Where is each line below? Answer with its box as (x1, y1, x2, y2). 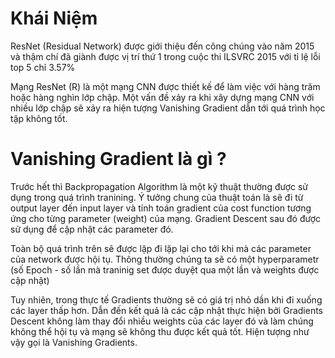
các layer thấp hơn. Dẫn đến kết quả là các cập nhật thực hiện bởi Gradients (10, 304, 323, 316)
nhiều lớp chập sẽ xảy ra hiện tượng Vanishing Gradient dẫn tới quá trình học (10, 102, 326, 114)
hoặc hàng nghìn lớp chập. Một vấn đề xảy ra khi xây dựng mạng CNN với (10, 91, 315, 103)
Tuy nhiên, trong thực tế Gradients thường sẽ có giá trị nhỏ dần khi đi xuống (10, 293, 323, 306)
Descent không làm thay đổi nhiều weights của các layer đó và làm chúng (10, 315, 314, 327)
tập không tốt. (10, 112, 68, 124)
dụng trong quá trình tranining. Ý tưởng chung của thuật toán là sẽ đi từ (10, 191, 304, 203)
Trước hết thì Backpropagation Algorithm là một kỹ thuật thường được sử (10, 180, 309, 192)
